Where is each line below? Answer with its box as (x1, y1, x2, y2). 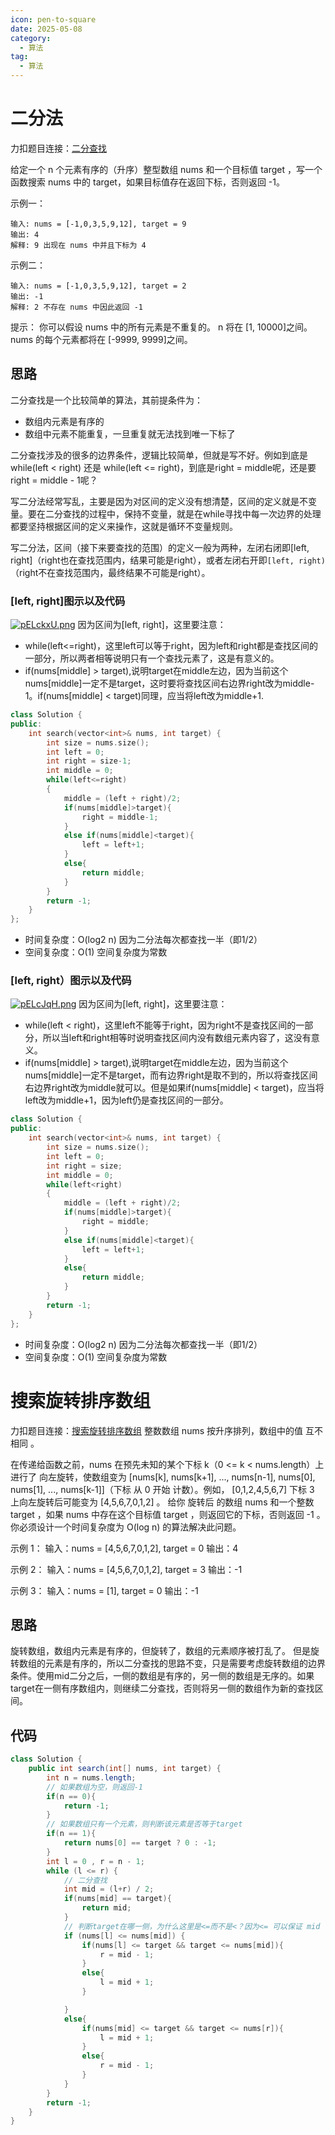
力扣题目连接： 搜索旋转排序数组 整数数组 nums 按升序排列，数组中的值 (10, 1424, 304, 1436)
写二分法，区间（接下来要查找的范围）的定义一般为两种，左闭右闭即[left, (10, 541, 310, 553)
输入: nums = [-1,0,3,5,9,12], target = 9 (10, 219, 187, 229)
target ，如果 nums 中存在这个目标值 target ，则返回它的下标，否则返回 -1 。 (10, 1508, 326, 1520)
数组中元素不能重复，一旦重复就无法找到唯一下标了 (24, 427, 236, 440)
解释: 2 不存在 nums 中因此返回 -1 (10, 302, 143, 312)
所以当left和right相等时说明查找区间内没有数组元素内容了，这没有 (42, 1032, 312, 1044)
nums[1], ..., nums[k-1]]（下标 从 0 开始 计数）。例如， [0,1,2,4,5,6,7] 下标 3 (10, 1483, 315, 1495)
